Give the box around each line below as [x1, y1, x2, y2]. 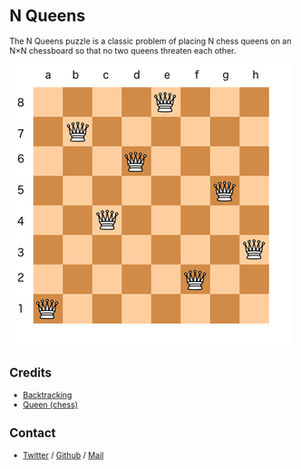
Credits [9, 365, 53, 381]
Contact [9, 425, 56, 441]
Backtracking [22, 389, 73, 400]
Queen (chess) [22, 399, 79, 410]
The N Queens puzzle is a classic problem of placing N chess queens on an [9, 35, 292, 46]
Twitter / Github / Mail [22, 449, 104, 460]
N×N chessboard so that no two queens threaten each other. [9, 45, 237, 55]
